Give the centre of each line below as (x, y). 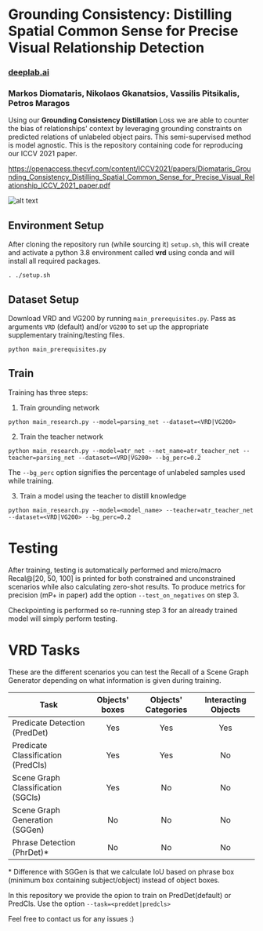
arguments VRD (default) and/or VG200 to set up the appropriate (108, 327)
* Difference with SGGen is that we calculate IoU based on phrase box (121, 871)
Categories (166, 710)
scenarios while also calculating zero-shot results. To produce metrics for (127, 586)
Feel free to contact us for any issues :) (71, 918)
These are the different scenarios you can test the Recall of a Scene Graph (128, 672)
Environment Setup (56, 225)
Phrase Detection (44, 842)
